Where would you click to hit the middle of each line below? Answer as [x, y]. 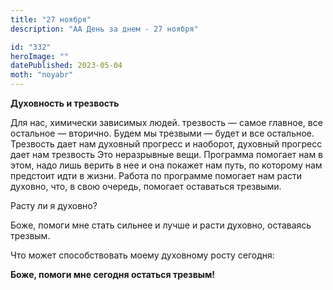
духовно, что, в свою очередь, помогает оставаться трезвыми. [146, 186]
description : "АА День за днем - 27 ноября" [104, 29]
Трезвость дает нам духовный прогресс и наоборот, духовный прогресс [166, 144]
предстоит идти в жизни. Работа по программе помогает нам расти [156, 175]
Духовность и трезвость [65, 103]
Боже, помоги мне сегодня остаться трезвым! [113, 274]
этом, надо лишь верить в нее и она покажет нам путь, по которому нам [166, 165]
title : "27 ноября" [51, 19]
